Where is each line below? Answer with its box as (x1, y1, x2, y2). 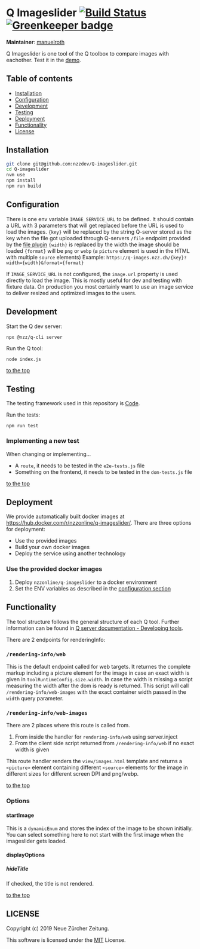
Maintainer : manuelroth (6, 38, 65, 45)
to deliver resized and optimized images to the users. (6, 289, 137, 296)
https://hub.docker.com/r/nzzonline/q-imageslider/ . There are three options (6, 519, 192, 526)
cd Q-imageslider (6, 166, 50, 173)
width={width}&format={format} (6, 260, 84, 266)
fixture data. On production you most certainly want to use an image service (6, 283, 193, 290)
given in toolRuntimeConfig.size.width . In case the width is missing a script (6, 675, 193, 682)
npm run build (6, 183, 42, 189)
